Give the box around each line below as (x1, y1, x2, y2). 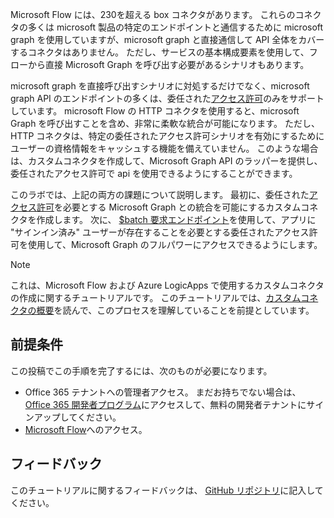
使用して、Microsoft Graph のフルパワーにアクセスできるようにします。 (27, 239, 323, 250)
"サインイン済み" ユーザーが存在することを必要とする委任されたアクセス (10, 226, 310, 238)
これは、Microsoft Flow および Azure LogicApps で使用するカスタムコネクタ (10, 279, 325, 291)
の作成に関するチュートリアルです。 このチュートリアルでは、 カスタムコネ (10, 292, 319, 303)
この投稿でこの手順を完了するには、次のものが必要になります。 (10, 364, 273, 377)
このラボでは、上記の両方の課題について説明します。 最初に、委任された (10, 189, 310, 200)
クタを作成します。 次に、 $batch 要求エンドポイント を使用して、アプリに (10, 214, 317, 225)
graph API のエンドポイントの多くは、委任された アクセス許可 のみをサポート (10, 93, 325, 104)
